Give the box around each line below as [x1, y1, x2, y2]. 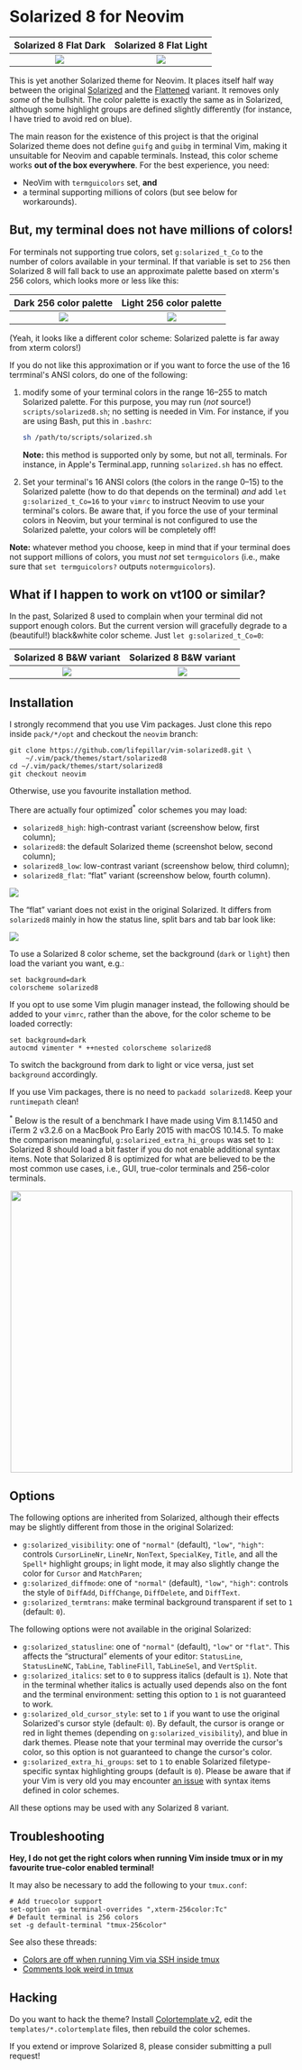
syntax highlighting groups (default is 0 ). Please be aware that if [53, 1766, 291, 1777]
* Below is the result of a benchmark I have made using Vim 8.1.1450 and [9, 1113, 278, 1126]
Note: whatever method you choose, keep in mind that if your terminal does [9, 541, 291, 552]
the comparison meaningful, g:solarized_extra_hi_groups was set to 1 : [9, 1134, 274, 1145]
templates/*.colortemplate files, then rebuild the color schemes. [9, 2023, 251, 2034]
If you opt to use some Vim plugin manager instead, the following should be [9, 998, 290, 1009]
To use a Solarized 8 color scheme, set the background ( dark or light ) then [9, 948, 290, 959]
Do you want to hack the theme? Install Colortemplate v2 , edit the [9, 2014, 252, 2024]
